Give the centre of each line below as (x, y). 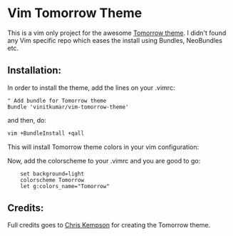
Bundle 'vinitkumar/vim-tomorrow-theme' (68, 107)
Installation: (35, 70)
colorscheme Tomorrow (52, 180)
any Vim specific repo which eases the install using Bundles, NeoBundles (115, 40)
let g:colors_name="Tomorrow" (65, 186)
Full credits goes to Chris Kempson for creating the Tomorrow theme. (109, 225)
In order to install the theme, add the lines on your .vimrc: (91, 88)
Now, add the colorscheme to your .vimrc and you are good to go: (104, 160)
